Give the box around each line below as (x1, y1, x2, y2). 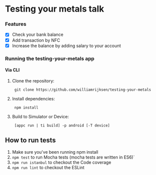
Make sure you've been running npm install (12, 149, 98, 155)
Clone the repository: (12, 78, 55, 83)
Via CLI (5, 67, 20, 73)
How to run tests (5, 136, 56, 144)
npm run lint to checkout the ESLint (12, 164, 85, 170)
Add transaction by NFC (12, 37, 61, 43)
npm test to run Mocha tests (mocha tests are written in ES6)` (12, 154, 135, 160)
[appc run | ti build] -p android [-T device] (14, 123, 110, 128)
